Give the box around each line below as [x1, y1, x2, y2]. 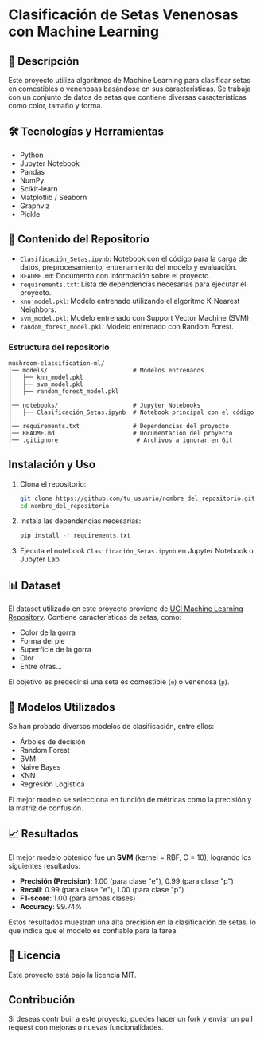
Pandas [19, 167, 45, 176]
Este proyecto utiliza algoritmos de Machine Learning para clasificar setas [8, 76, 250, 85]
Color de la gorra [19, 628, 76, 637]
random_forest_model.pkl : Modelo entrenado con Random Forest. [19, 321, 235, 331]
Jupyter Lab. [19, 554, 62, 564]
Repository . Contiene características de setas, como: [8, 613, 182, 622]
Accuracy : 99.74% [19, 901, 82, 911]
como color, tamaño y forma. [8, 101, 103, 110]
